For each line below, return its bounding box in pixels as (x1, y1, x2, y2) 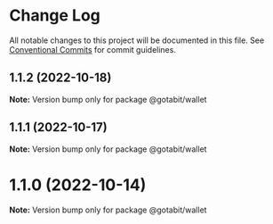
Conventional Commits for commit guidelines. (9, 44, 176, 54)
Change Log (9, 5, 100, 26)
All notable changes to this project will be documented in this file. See (9, 35, 265, 46)
